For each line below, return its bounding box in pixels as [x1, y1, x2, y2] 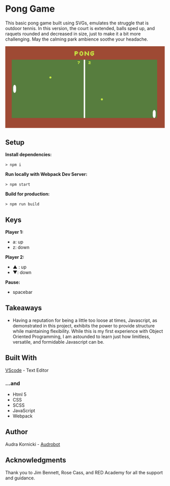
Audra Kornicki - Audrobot [5, 441, 60, 447]
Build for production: [5, 191, 50, 197]
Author [5, 428, 28, 436]
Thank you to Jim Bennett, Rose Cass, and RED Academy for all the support [5, 469, 163, 475]
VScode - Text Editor [5, 367, 49, 373]
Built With [5, 354, 37, 362]
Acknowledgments [5, 456, 67, 465]
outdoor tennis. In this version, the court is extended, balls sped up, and [5, 25, 155, 31]
